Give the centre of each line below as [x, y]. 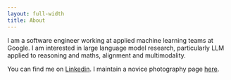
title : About [26, 20]
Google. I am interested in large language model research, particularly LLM [116, 48]
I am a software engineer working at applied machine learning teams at [110, 40]
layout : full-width [36, 14]
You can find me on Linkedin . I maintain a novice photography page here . [113, 69]
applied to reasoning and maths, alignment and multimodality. [97, 55]
